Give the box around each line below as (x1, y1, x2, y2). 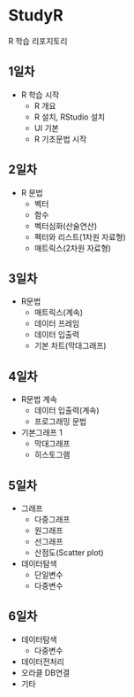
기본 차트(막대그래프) (33, 340, 107, 351)
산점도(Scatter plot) (33, 547, 104, 558)
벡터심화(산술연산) (33, 221, 98, 231)
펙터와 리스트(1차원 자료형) (33, 231, 127, 242)
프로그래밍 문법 (33, 416, 87, 427)
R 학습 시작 (20, 89, 60, 100)
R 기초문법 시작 (33, 134, 87, 144)
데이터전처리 (20, 656, 65, 667)
